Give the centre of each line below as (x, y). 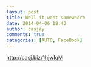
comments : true (25, 35)
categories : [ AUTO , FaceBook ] (45, 40)
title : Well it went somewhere (46, 18)
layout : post (23, 12)
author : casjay (25, 29)
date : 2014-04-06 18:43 (36, 23)
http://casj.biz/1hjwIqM (35, 58)
